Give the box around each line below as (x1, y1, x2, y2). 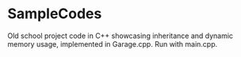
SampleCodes (7, 5, 102, 23)
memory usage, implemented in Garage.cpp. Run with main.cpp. (7, 39, 218, 48)
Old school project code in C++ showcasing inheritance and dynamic (7, 31, 234, 40)
